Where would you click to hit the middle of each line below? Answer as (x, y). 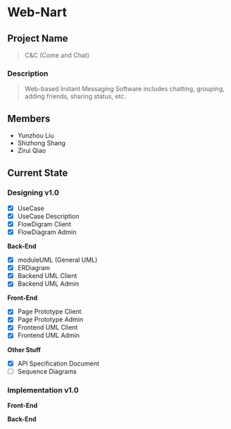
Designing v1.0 (33, 193)
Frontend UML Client (48, 327)
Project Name (38, 38)
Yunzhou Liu (36, 135)
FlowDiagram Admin (47, 232)
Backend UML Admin (48, 284)
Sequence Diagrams (47, 371)
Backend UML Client (47, 276)
